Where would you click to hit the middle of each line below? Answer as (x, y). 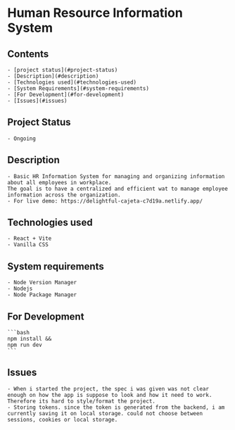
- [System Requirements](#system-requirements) (78, 89)
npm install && (30, 339)
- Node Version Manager (42, 283)
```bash (19, 333)
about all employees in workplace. (59, 182)
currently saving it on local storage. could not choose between (105, 413)
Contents (28, 54)
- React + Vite (30, 239)
